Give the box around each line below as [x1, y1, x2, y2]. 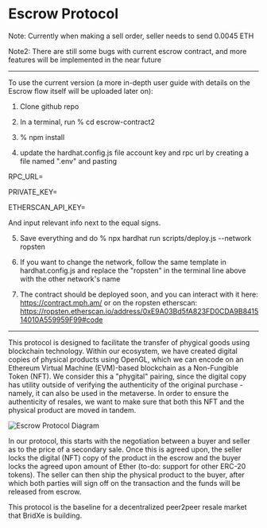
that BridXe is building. [8, 511, 83, 520]
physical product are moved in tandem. [8, 405, 137, 414]
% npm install [19, 132, 65, 142]
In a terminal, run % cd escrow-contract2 [19, 117, 155, 126]
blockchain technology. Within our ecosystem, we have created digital [8, 346, 238, 355]
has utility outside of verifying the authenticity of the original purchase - [8, 379, 244, 390]
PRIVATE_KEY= [8, 187, 58, 196]
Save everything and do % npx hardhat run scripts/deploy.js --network [19, 233, 252, 243]
